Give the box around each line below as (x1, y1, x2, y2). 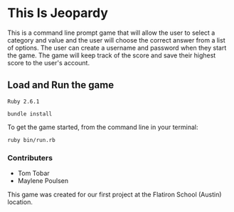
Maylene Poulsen (17, 177, 69, 185)
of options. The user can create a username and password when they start (7, 43, 227, 52)
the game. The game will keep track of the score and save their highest (7, 51, 216, 60)
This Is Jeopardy (7, 5, 109, 21)
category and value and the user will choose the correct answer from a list (7, 35, 225, 44)
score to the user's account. (7, 58, 90, 67)
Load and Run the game (7, 79, 115, 91)
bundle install (7, 110, 53, 118)
